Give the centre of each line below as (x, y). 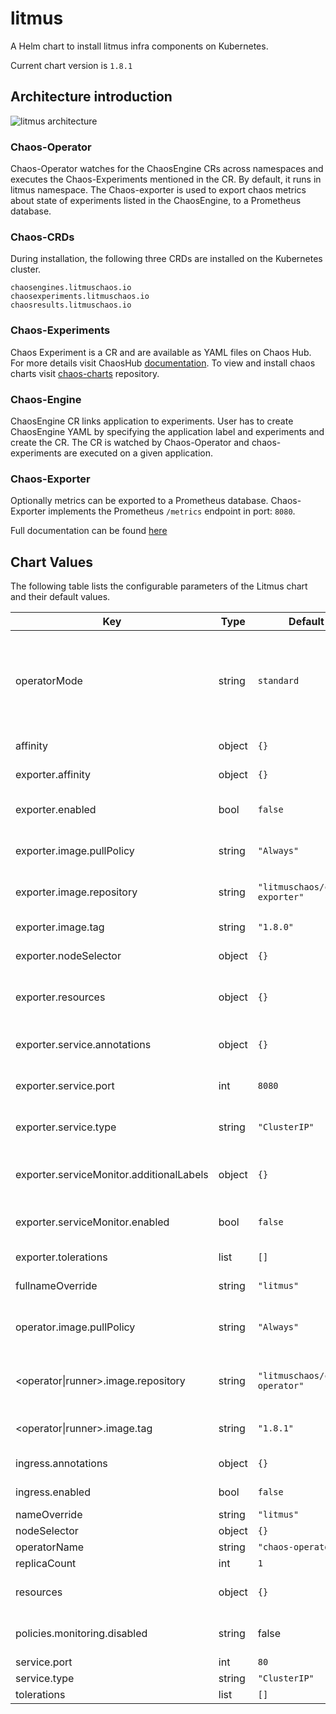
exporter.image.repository (76, 892)
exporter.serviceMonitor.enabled (92, 1222)
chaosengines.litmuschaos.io (71, 288)
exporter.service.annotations (83, 1045)
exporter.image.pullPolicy (75, 851)
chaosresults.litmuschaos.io (71, 305)
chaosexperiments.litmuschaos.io (80, 297)
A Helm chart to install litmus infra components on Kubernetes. (139, 46)
